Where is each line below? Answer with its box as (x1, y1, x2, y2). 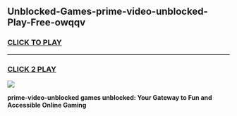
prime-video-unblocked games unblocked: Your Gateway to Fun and (7, 93, 213, 101)
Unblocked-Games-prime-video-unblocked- (7, 6, 208, 18)
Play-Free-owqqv (7, 17, 86, 29)
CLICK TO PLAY (7, 38, 62, 48)
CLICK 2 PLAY (7, 64, 56, 74)
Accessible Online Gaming (7, 101, 87, 109)
